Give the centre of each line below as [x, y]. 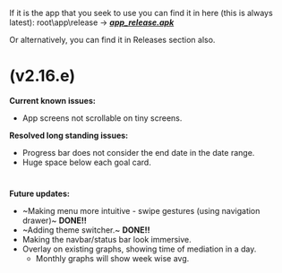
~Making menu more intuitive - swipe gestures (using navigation [141, 211]
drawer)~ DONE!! [54, 221]
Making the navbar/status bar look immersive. [107, 240]
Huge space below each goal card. [87, 162]
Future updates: [39, 194]
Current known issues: [52, 100]
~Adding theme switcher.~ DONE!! [86, 230]
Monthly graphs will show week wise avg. [112, 259]
